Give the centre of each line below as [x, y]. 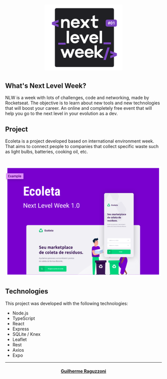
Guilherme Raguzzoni [83, 371]
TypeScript [24, 318]
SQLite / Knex [26, 334]
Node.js [20, 313]
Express [21, 329]
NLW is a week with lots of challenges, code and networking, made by [77, 98]
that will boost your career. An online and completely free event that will [79, 108]
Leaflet [20, 339]
